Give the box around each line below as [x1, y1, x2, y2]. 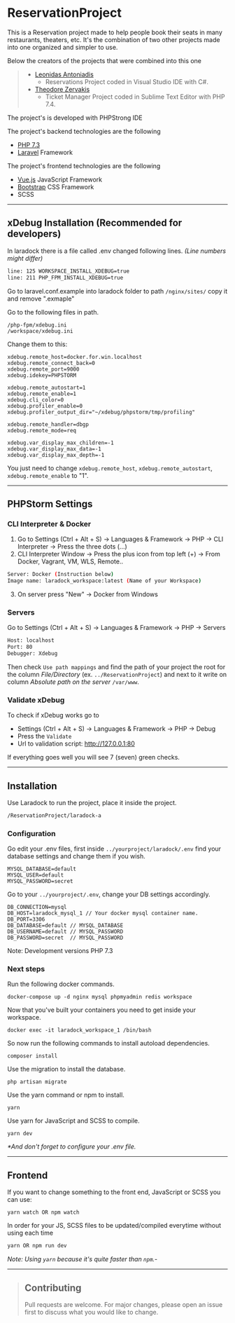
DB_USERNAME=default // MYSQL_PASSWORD [7, 928, 124, 935]
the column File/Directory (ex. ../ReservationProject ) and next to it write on [7, 670, 227, 678]
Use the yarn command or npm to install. [7, 1091, 124, 1099]
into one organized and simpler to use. [7, 43, 118, 51]
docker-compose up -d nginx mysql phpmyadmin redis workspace [7, 994, 192, 1001]
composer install [7, 1053, 58, 1060]
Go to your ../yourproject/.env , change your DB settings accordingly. [7, 890, 211, 898]
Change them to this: [7, 340, 68, 348]
